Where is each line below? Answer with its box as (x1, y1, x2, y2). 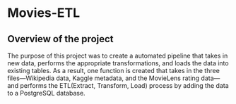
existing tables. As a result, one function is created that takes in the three (7, 67, 220, 74)
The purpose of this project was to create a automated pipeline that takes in (7, 51, 228, 60)
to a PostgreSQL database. (7, 89, 86, 97)
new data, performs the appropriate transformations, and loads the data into (7, 59, 229, 67)
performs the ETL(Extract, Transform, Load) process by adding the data (20, 82, 230, 89)
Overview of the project (7, 33, 114, 45)
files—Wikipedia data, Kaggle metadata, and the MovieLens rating (7, 74, 200, 82)
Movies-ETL (7, 5, 81, 21)
